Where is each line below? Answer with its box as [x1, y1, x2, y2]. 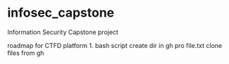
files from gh [7, 49, 44, 57]
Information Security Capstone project [7, 28, 118, 36]
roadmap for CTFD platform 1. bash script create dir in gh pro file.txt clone [7, 41, 223, 49]
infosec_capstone [7, 5, 115, 21]
